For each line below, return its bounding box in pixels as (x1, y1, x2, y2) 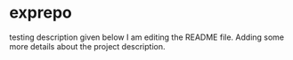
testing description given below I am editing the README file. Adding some (9, 32, 285, 42)
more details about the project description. (9, 41, 166, 51)
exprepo (9, 3, 73, 23)
